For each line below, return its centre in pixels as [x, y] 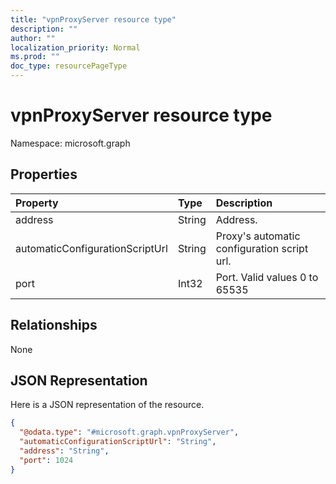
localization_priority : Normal [75, 47]
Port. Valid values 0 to [267, 277]
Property [37, 203]
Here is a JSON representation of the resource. [107, 405]
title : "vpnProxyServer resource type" [93, 19]
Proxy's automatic [258, 236]
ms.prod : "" [35, 57]
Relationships [54, 325]
